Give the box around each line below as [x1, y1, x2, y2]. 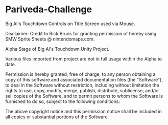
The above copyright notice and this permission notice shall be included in [5, 108, 162, 114]
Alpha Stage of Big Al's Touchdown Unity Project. [5, 46, 110, 52]
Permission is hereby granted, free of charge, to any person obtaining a [5, 71, 156, 77]
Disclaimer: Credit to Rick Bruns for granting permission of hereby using [5, 30, 157, 36]
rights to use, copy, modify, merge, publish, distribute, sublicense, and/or [5, 87, 159, 93]
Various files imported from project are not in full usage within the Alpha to [5, 55, 162, 62]
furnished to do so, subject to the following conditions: [5, 98, 120, 105]
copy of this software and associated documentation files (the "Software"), [5, 76, 163, 82]
